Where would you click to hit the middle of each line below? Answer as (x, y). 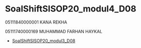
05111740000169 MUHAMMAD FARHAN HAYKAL (54, 31)
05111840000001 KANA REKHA (36, 22)
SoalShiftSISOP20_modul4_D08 (71, 9)
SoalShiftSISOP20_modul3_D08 (44, 41)
